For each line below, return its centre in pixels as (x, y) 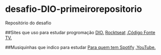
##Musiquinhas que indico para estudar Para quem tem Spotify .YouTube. (80, 47)
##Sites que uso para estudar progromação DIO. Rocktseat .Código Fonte (80, 32)
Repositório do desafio (28, 23)
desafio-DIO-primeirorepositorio (74, 9)
